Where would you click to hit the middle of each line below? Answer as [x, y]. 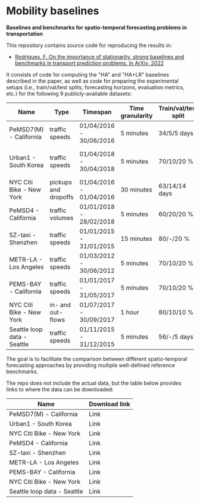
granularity [137, 115]
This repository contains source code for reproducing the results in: [89, 45]
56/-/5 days [176, 337]
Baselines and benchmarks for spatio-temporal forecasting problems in [97, 27]
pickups [61, 182]
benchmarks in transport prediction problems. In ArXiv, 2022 [89, 63]
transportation [25, 33]
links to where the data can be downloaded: [60, 389]
